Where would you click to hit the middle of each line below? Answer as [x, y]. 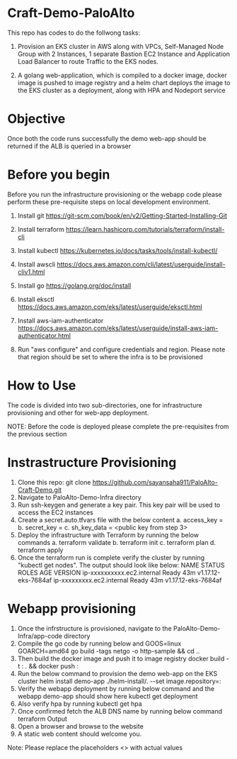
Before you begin [59, 175]
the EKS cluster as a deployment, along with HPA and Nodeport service [121, 90]
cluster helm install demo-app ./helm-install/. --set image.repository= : [119, 681]
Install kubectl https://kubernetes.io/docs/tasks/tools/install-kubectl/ [117, 250]
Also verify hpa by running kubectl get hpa [80, 704]
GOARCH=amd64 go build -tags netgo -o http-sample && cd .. [109, 651]
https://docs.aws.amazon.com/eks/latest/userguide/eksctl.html [110, 307]
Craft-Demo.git [40, 490]
